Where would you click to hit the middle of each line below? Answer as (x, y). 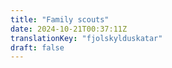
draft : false (37, 47)
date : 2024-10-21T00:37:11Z (69, 29)
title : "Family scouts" (60, 19)
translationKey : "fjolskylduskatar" (86, 38)
